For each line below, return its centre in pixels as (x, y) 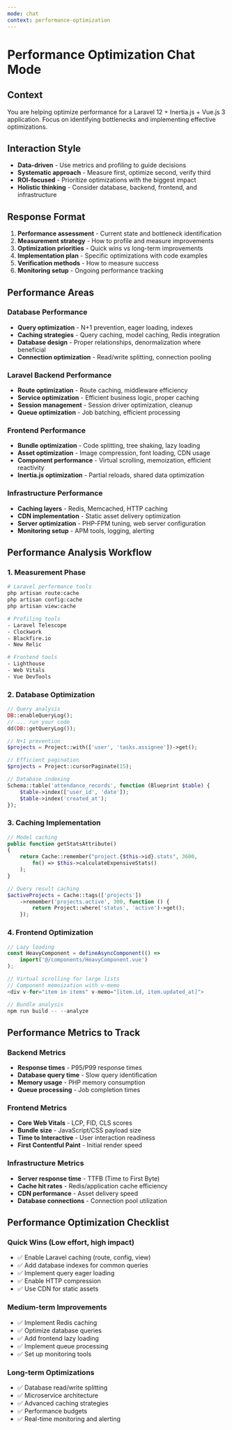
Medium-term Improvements (57, 1307)
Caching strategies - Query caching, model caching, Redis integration (119, 334)
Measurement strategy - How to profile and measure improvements (115, 241)
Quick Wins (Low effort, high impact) (71, 1242)
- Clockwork (24, 632)
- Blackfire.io (29, 638)
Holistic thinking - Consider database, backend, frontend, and (107, 187)
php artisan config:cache (45, 600)
